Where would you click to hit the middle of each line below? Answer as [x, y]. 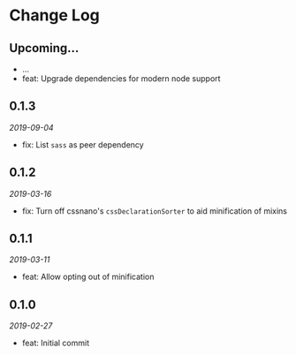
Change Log [54, 15]
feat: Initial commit [56, 343]
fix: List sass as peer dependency [83, 144]
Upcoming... [44, 48]
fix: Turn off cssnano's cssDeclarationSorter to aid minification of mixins [154, 211]
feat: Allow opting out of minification [88, 277]
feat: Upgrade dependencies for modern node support [121, 79]
